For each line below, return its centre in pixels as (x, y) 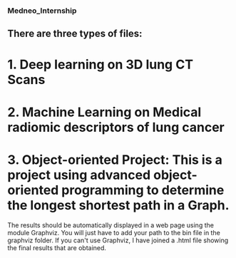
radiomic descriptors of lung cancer (116, 127)
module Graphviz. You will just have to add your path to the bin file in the (114, 232)
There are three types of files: (75, 34)
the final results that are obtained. (57, 247)
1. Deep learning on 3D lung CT (101, 64)
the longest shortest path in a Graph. (118, 205)
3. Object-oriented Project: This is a (115, 160)
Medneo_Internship (42, 11)
